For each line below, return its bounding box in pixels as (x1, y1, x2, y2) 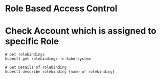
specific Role (5, 36, 59, 47)
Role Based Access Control (5, 3, 117, 14)
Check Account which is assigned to (5, 26, 157, 37)
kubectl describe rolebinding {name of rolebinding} (5, 69, 115, 74)
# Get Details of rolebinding (5, 65, 67, 70)
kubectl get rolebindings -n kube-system (5, 56, 91, 61)
